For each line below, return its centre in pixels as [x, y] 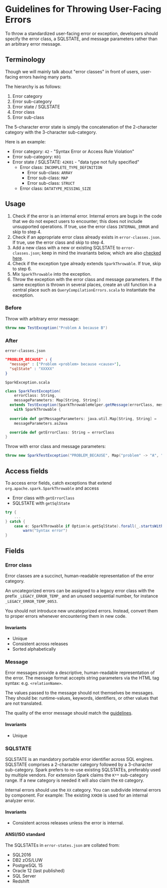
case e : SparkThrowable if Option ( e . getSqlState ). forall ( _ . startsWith [89, 526]
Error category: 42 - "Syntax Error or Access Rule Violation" [73, 151]
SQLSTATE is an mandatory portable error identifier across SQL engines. [80, 759]
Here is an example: [26, 142]
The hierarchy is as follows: [33, 86]
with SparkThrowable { [38, 410]
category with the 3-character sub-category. [51, 132]
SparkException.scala [28, 382]
